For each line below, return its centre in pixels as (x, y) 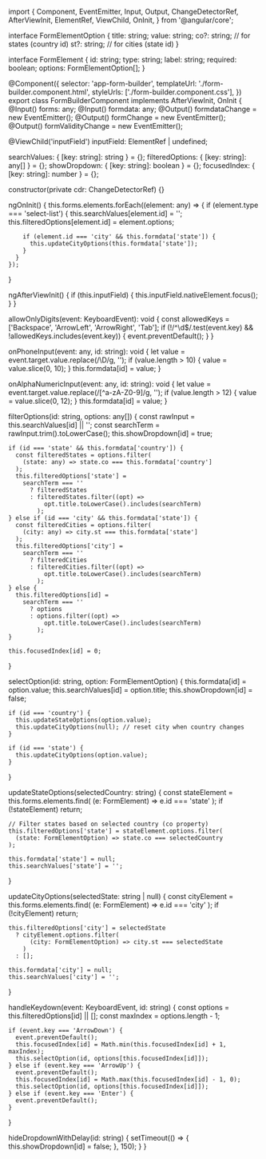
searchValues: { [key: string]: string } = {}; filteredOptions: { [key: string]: (127, 157)
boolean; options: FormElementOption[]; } (77, 68)
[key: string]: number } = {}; (54, 174)
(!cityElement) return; (43, 913)
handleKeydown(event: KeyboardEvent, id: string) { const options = (119, 1007)
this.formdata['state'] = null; (62, 859)
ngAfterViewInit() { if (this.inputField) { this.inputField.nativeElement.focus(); (133, 295)
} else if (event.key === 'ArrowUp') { (75, 1065)
